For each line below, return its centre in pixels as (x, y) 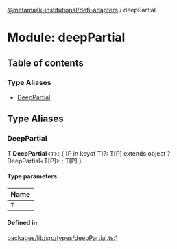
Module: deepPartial (66, 38)
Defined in (22, 223)
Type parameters (32, 176)
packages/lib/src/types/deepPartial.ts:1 (62, 238)
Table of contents (45, 63)
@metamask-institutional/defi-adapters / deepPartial (82, 10)
